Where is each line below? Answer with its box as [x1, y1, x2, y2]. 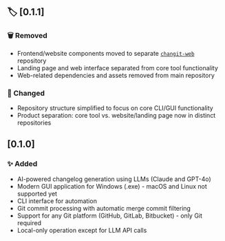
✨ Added [7, 159, 38, 169]
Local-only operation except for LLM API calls [17, 226, 147, 234]
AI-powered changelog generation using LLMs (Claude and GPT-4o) [17, 175, 211, 183]
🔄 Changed [7, 88, 45, 98]
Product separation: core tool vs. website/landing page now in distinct [17, 111, 216, 119]
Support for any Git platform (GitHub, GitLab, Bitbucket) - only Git [17, 211, 203, 220]
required [17, 218, 42, 227]
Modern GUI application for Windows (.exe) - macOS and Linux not [17, 182, 208, 190]
